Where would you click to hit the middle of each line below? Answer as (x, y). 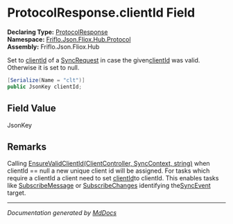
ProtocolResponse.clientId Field (101, 13)
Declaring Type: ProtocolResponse (58, 32)
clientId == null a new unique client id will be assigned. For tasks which (109, 171)
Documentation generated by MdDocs (62, 213)
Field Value (32, 109)
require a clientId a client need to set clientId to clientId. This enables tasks (113, 178)
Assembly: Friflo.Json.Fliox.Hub (53, 46)
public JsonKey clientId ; (44, 87)
